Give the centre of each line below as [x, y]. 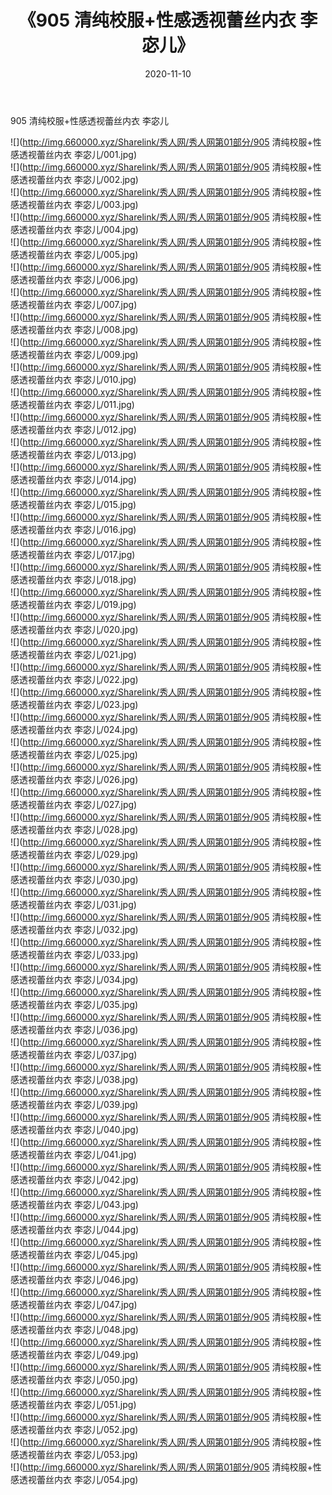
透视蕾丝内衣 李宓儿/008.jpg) [78, 329]
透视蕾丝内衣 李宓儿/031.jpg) [77, 904]
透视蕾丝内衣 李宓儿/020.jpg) [78, 629]
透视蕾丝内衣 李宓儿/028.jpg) [78, 829]
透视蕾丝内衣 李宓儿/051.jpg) [77, 1404]
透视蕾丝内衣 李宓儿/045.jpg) [78, 1254]
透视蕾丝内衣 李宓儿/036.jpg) [78, 1029]
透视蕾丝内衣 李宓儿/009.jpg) [78, 354]
